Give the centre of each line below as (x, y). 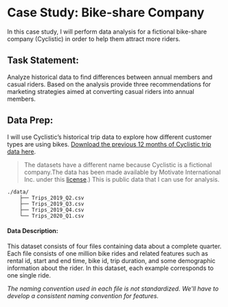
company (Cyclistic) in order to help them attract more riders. (94, 38)
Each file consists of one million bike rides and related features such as (107, 253)
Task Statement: (43, 61)
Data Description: (33, 231)
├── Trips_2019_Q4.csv (52, 210)
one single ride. (29, 275)
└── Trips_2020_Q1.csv (52, 216)
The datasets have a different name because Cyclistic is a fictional (118, 164)
